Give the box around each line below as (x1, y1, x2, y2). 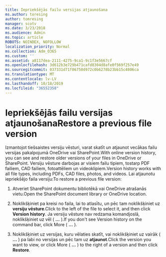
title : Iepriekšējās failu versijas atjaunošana (5, 7, 108, 12)
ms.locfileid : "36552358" (5, 85, 59, 91)
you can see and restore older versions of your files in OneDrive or (5, 155, 142, 161)
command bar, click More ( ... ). (12, 222, 78, 228)
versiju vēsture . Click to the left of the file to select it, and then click (12, 206, 151, 212)
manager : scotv (5, 21, 37, 26)
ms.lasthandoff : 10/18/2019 (5, 81, 64, 86)
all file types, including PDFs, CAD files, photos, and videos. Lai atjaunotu (5, 171, 155, 177)
